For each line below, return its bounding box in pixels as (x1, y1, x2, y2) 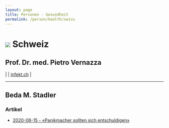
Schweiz (12, 38, 49, 50)
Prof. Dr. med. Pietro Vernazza (5, 58, 102, 67)
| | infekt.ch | (5, 71, 32, 78)
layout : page (5, 7, 33, 13)
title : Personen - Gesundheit (5, 12, 69, 17)
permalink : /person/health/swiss (5, 17, 75, 22)
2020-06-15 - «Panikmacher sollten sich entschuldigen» (12, 117, 130, 123)
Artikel (5, 106, 22, 113)
